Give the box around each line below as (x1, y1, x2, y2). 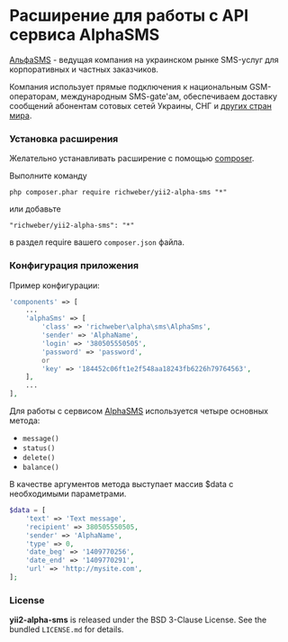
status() (22, 444, 56, 453)
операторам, (9, 91, 59, 102)
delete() (22, 454, 56, 463)
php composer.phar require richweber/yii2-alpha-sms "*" (9, 188, 228, 197)
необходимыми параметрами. (9, 488, 127, 500)
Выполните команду (9, 170, 87, 181)
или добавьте (9, 203, 61, 214)
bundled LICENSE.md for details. (9, 624, 124, 635)
